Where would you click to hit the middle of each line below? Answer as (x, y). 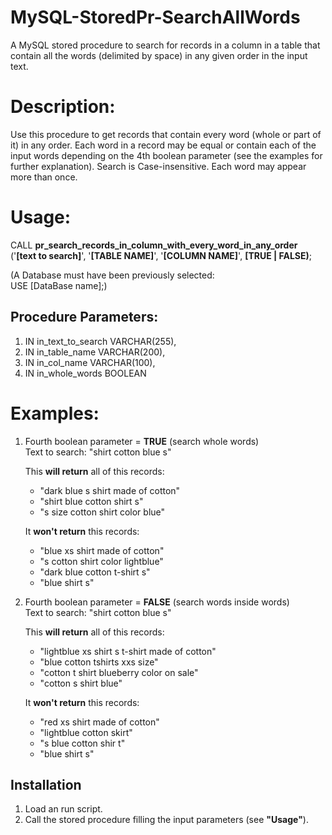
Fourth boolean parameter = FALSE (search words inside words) (157, 602)
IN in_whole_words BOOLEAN (85, 373)
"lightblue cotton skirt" (86, 732)
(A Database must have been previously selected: (112, 275)
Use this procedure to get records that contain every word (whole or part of (166, 134)
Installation (46, 784)
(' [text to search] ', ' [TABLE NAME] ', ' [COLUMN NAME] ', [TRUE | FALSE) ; (161, 255)
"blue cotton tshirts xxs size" (99, 662)
